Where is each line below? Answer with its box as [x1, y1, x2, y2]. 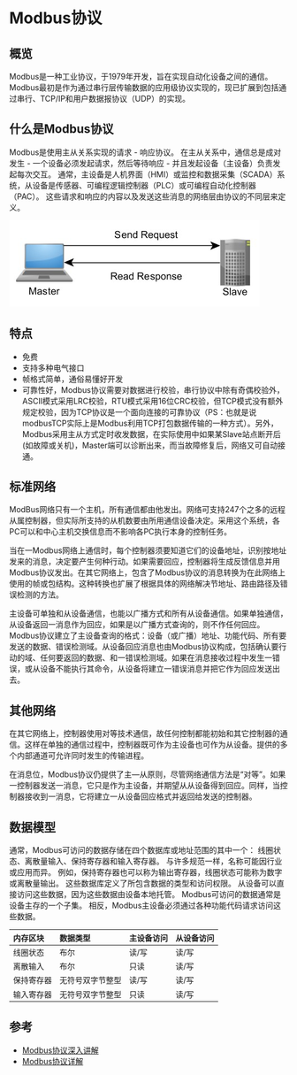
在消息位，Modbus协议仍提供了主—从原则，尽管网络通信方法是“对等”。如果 [9, 769, 286, 779]
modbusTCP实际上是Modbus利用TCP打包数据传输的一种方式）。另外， [21, 418, 278, 428]
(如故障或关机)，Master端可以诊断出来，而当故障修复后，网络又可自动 [21, 440, 278, 450]
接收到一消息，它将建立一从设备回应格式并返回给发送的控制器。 [24, 791, 257, 802]
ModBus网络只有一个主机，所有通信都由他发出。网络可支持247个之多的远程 [9, 504, 286, 515]
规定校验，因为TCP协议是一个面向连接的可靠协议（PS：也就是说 [21, 406, 257, 417]
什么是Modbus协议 [9, 121, 114, 137]
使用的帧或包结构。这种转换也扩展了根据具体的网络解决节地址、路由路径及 [9, 579, 280, 589]
